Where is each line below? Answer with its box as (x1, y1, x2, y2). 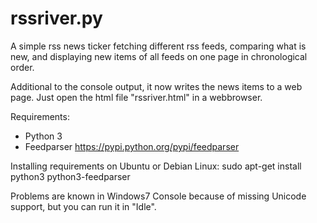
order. (10, 61, 35, 73)
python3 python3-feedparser (10, 170, 131, 182)
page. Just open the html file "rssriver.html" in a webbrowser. (10, 91, 263, 103)
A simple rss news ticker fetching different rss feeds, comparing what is (10, 40, 307, 52)
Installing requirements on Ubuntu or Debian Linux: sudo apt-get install (10, 160, 302, 172)
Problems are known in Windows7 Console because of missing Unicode (10, 190, 307, 202)
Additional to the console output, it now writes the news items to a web (10, 80, 303, 92)
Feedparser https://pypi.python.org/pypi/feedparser (24, 140, 240, 152)
